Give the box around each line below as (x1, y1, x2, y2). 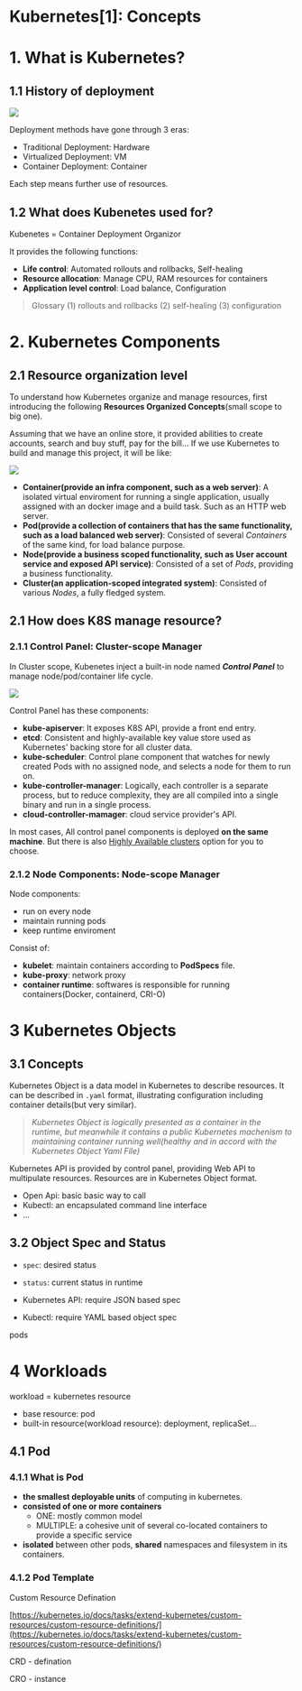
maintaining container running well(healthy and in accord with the (31, 1135, 278, 1147)
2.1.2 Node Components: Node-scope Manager (9, 868, 221, 881)
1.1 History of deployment (9, 83, 155, 98)
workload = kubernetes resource (9, 1391, 132, 1401)
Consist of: (9, 942, 50, 953)
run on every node (22, 905, 92, 917)
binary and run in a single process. (22, 799, 151, 809)
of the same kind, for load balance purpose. (22, 540, 186, 550)
